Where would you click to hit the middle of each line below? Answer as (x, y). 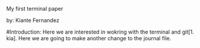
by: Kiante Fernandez (33, 20)
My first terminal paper (35, 9)
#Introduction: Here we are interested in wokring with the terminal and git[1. (100, 32)
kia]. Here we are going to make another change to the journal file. (89, 38)
